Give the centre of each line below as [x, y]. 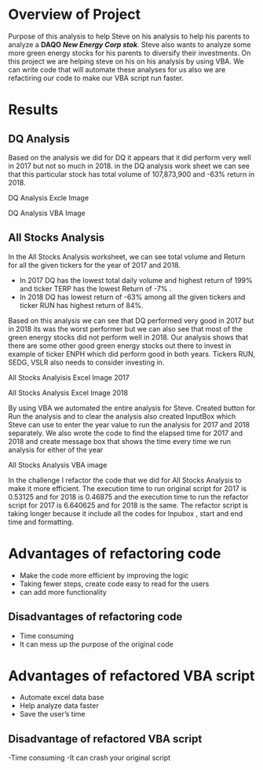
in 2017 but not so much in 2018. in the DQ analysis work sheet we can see [129, 166]
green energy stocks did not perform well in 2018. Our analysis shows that [128, 337]
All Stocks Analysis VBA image [58, 464]
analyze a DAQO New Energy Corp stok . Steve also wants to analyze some [130, 44]
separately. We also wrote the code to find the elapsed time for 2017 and [126, 433]
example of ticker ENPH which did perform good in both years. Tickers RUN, [132, 354]
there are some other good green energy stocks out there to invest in [120, 345]
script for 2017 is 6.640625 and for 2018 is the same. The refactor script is [128, 505]
